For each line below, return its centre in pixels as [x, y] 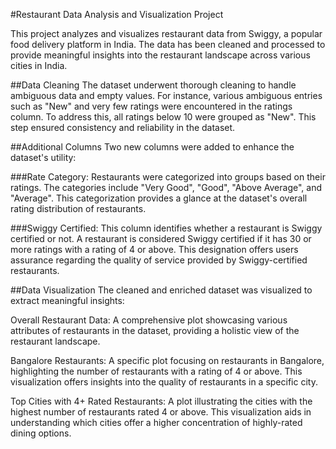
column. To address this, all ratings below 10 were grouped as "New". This [163, 117]
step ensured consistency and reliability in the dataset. [123, 127]
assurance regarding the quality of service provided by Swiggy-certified [159, 260]
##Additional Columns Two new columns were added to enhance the [152, 147]
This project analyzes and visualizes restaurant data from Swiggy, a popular [166, 33]
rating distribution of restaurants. [78, 208]
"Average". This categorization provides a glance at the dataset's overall [159, 198]
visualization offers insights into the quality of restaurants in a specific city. [164, 382]
